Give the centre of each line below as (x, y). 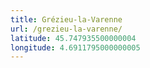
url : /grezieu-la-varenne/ (66, 29)
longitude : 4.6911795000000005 (75, 47)
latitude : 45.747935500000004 (73, 38)
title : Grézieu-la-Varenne (66, 19)
